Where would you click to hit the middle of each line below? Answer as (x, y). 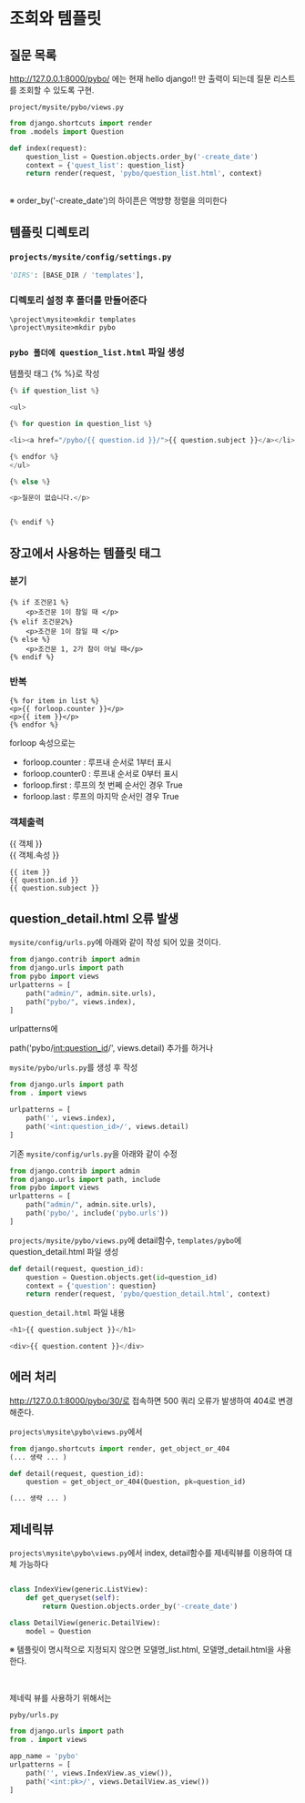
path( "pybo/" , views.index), (81, 1002)
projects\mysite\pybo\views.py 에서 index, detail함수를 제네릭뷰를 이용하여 (146, 1553)
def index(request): (49, 148)
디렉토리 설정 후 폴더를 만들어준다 (78, 300)
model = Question (59, 1631)
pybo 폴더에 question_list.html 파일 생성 (97, 351)
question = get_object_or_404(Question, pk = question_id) (136, 1482)
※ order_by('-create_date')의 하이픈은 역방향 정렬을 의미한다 (118, 200)
